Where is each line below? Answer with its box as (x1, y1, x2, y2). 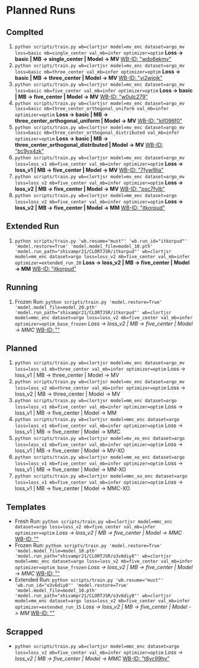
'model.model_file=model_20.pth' (14, 304, 98, 310)
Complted (6, 27, 44, 37)
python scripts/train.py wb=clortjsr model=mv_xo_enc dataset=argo (14, 436, 185, 442)
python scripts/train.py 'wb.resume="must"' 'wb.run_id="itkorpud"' (14, 238, 188, 244)
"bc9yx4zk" (14, 147, 44, 155)
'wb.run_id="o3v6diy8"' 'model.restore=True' (14, 583, 129, 589)
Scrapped (6, 627, 43, 637)
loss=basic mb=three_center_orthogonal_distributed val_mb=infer (14, 130, 179, 136)
